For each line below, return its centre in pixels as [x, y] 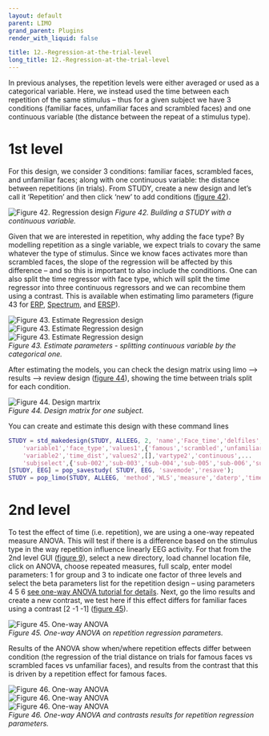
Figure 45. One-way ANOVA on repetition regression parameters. [116, 633]
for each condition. [40, 386]
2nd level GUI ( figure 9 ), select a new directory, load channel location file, [130, 558]
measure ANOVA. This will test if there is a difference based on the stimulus [133, 541]
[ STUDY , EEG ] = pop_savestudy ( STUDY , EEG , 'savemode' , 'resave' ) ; [121, 471]
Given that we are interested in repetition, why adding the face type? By [126, 236]
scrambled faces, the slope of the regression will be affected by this [120, 262]
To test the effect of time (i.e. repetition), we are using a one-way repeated [131, 533]
